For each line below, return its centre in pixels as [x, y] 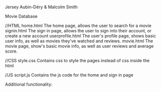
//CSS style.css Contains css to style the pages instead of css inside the [77, 60]
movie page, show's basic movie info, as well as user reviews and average [79, 46]
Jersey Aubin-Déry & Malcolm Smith [41, 7]
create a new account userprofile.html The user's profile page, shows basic [80, 36]
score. [11, 51]
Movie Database [21, 16]
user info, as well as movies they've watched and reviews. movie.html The [79, 41]
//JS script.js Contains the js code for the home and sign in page [69, 75]
